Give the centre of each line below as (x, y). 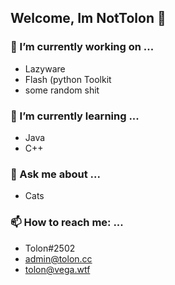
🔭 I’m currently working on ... (82, 47)
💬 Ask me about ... (55, 174)
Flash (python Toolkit (68, 79)
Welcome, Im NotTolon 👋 (88, 18)
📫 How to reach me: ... (67, 223)
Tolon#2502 (50, 248)
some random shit (62, 90)
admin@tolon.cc (58, 258)
